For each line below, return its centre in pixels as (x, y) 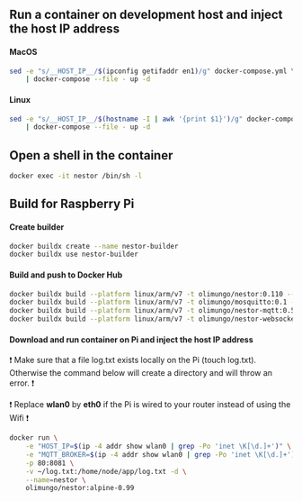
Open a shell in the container (91, 155)
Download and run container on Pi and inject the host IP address (131, 339)
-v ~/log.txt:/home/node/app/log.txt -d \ (106, 471)
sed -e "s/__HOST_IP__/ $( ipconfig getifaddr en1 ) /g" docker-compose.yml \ (152, 71)
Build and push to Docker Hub (66, 275)
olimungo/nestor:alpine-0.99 (80, 488)
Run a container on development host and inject (146, 15)
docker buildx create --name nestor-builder (94, 246)
